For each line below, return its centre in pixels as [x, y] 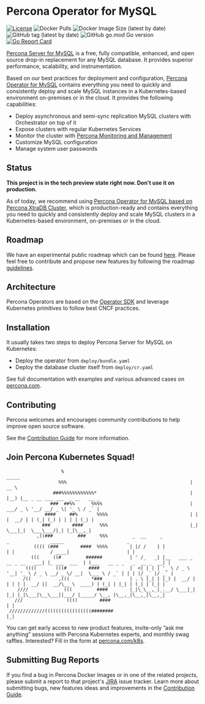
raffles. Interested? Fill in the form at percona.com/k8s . [76, 641]
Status [19, 168]
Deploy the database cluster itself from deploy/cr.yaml [84, 367]
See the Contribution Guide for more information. [68, 438]
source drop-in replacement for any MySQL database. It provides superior [100, 59]
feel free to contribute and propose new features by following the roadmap [100, 261]
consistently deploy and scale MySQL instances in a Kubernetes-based [96, 91]
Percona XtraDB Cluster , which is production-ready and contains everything [102, 207]
